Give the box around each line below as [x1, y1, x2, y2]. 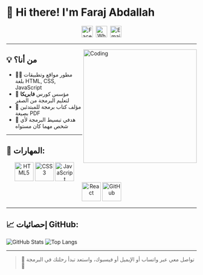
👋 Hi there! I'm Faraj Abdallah [6, 5, 155, 19]
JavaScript [14, 84, 42, 91]
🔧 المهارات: [6, 145, 45, 156]
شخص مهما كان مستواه [14, 122, 68, 130]
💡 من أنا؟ [6, 55, 37, 65]
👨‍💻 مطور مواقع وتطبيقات [14, 71, 72, 78]
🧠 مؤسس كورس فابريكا [14, 90, 69, 98]
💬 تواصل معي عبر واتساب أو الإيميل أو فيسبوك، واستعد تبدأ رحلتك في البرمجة [21, 256, 195, 263]
